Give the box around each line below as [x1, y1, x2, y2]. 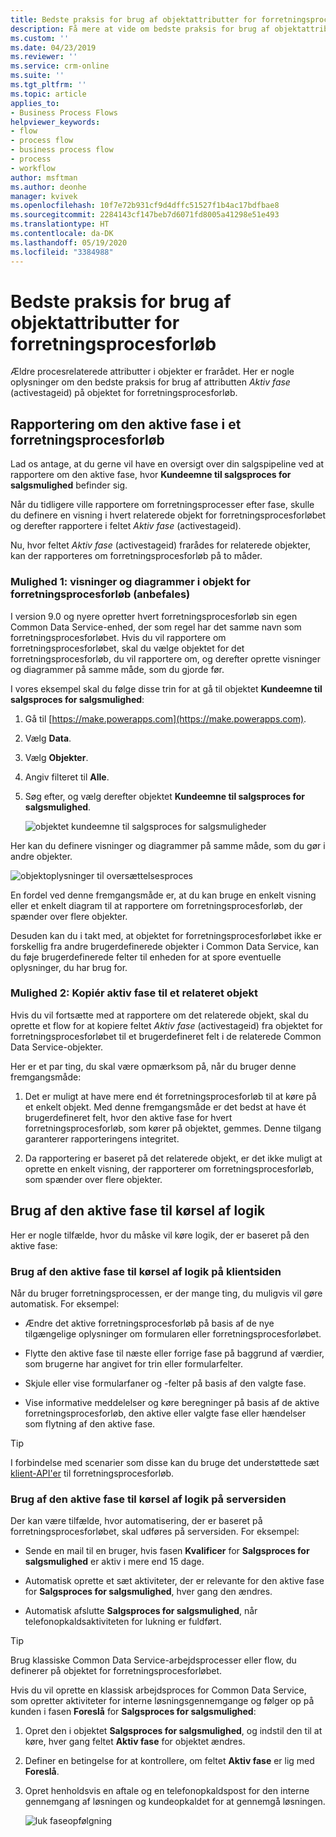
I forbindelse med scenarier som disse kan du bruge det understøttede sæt [10, 1456, 320, 1468]
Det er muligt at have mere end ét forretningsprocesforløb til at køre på [24, 1090, 317, 1102]
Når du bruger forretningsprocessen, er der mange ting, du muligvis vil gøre [10, 1287, 323, 1299]
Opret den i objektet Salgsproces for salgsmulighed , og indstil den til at [24, 1725, 323, 1737]
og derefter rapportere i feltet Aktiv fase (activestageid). [10, 520, 242, 532]
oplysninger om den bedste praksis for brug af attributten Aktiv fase [10, 376, 291, 388]
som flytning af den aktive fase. [24, 1417, 156, 1430]
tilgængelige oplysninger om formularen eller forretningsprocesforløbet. [24, 1327, 322, 1340]
